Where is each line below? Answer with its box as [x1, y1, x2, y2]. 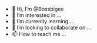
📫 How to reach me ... [11, 31, 66, 37]
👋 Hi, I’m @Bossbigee [11, 6, 64, 12]
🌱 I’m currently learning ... [11, 18, 75, 24]
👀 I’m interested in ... [11, 12, 62, 19]
